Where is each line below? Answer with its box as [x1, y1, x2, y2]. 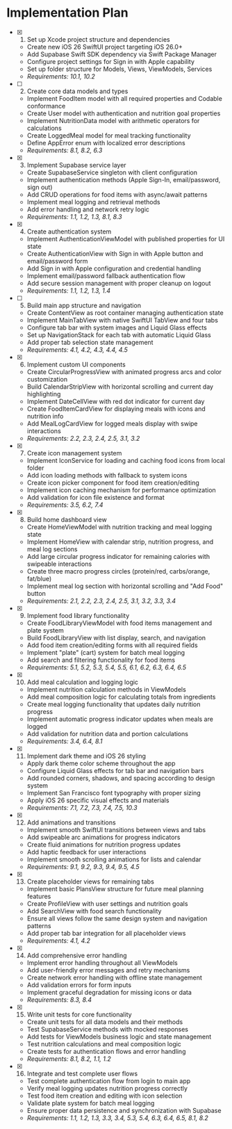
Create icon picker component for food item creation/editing [26, 478, 199, 487]
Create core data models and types [26, 87, 129, 95]
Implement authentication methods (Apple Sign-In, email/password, [26, 175, 221, 184]
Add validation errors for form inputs [26, 980, 132, 989]
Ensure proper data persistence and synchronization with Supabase [26, 1106, 222, 1114]
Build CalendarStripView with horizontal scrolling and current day [26, 382, 213, 391]
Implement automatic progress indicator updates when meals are [26, 715, 213, 723]
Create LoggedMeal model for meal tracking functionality [26, 131, 192, 140]
